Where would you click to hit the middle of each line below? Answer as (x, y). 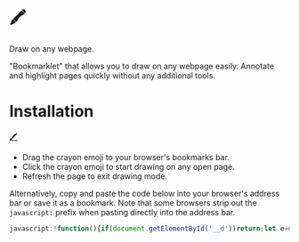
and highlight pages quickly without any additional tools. (113, 75)
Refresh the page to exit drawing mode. (94, 176)
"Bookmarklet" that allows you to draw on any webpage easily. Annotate (141, 66)
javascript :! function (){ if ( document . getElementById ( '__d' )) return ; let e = (149, 229)
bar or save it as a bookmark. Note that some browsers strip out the (133, 203)
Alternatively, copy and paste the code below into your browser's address (145, 193)
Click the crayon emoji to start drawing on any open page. (129, 166)
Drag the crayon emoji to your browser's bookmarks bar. (125, 157)
